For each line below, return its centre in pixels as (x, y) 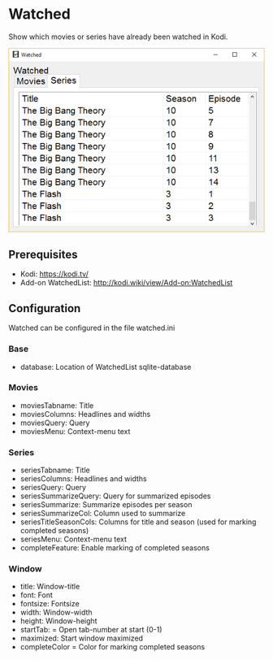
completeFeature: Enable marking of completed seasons (115, 548)
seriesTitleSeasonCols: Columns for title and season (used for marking (138, 522)
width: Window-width (56, 612)
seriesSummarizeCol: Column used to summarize (103, 514)
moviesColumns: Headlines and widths (85, 414)
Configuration (45, 308)
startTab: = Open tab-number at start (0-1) (91, 630)
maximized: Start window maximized (82, 638)
